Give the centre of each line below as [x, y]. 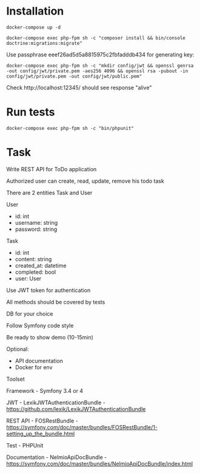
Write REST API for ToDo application [52, 169]
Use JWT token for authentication [48, 290]
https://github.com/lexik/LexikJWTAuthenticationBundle [76, 409]
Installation [35, 11]
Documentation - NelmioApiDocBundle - [57, 457]
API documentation [39, 361]
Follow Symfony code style [40, 325]
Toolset [16, 379]
